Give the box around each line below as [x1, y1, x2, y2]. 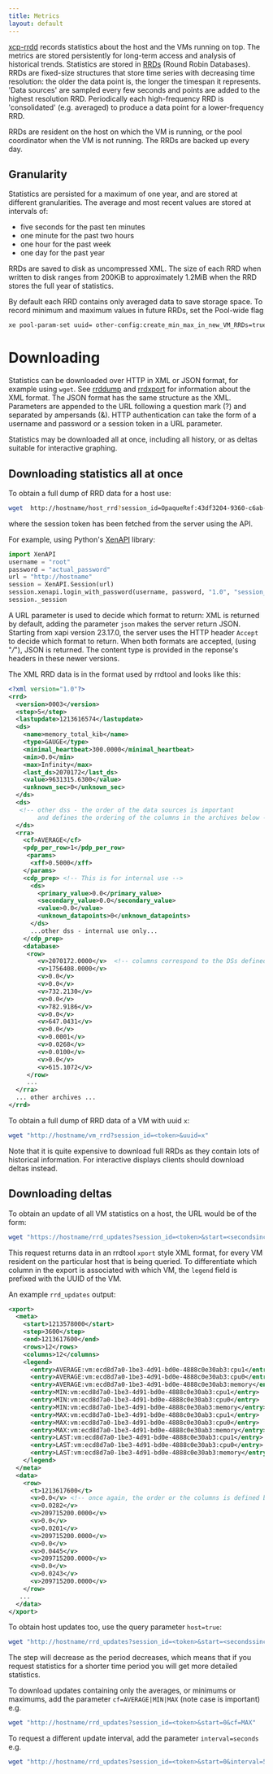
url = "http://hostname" [8, 573, 93, 582]
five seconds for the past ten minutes [19, 222, 146, 232]
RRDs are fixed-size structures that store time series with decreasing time [8, 68, 256, 77]
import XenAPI [8, 550, 57, 558]
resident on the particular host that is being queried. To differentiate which [8, 1256, 258, 1266]
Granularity [8, 168, 67, 181]
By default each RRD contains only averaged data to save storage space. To [8, 297, 263, 307]
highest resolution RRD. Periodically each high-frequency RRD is [8, 94, 224, 103]
